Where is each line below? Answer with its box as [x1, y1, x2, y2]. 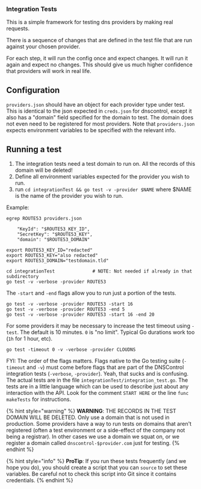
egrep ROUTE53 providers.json [6, 215, 82, 221]
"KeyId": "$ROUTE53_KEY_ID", [17, 226, 90, 232]
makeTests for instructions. [6, 396, 71, 403]
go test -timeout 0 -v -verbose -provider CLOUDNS [6, 346, 136, 353]
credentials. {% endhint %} [6, 476, 73, 484]
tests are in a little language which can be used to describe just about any [6, 382, 189, 390]
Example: [6, 204, 29, 211]
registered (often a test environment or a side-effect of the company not [6, 426, 185, 434]
